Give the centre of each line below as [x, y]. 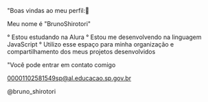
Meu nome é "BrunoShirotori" [49, 24]
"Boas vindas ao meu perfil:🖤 [48, 11]
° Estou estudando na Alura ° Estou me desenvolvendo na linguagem [104, 37]
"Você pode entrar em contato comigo [61, 65]
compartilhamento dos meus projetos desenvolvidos [81, 52]
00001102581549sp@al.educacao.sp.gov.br [69, 78]
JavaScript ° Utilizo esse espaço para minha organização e [91, 44]
